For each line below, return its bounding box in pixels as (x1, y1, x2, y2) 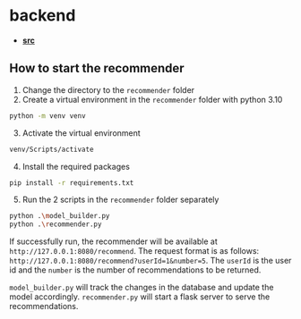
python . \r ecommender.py (9, 220, 102, 229)
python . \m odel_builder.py (9, 212, 110, 221)
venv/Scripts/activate (9, 145, 94, 154)
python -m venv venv (9, 111, 87, 121)
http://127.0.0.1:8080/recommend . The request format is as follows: (9, 246, 260, 256)
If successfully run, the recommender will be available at (9, 236, 218, 247)
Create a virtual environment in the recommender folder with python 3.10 (21, 94, 283, 105)
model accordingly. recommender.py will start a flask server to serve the (9, 291, 271, 302)
